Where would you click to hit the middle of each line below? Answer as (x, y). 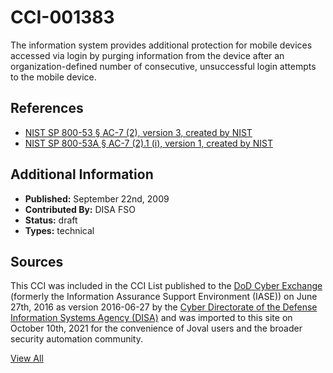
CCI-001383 (62, 17)
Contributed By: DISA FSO (80, 209)
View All (27, 358)
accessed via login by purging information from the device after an (147, 55)
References (47, 108)
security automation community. (76, 339)
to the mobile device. (53, 77)
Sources (37, 261)
